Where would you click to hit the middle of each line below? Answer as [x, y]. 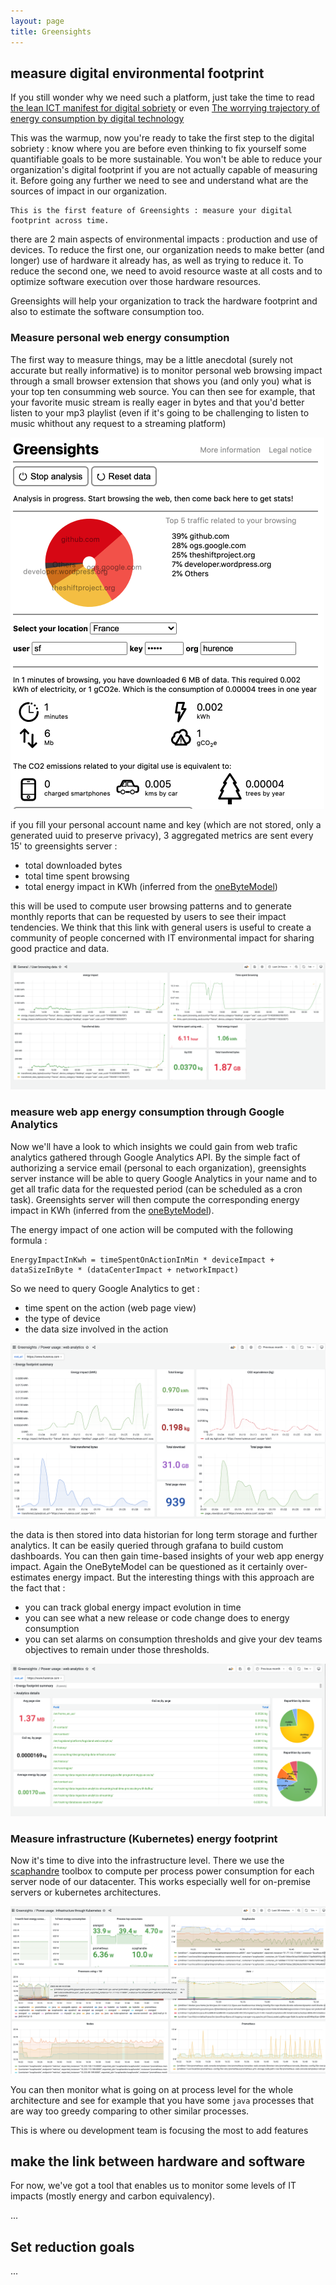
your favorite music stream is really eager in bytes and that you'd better [157, 402]
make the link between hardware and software [158, 2161]
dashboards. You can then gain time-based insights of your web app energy [167, 1556]
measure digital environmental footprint [137, 73]
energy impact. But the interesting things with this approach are [183, 1577]
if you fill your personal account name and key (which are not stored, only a [166, 824]
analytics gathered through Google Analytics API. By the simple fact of [155, 1157]
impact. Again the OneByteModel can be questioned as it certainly [147, 1566]
